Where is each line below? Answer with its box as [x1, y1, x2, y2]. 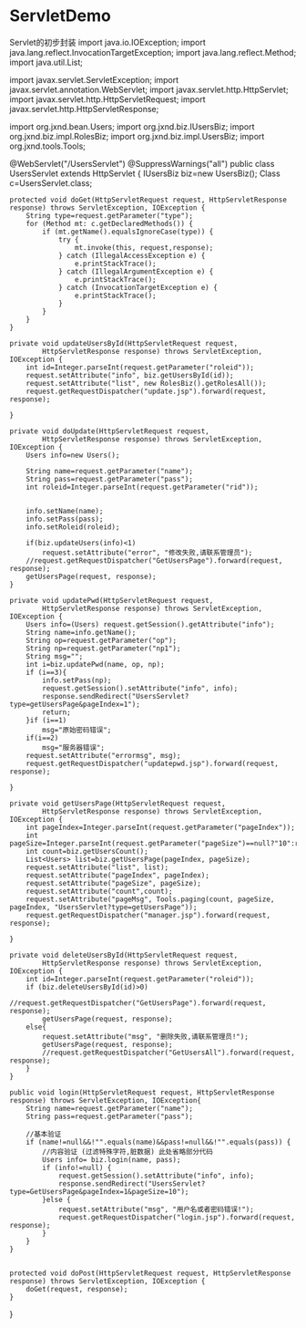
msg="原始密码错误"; [42, 725, 112, 734]
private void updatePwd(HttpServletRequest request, [9, 596, 214, 605]
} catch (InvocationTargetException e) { [57, 283, 219, 292]
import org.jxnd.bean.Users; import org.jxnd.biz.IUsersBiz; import [9, 120, 255, 132]
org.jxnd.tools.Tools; [9, 140, 87, 151]
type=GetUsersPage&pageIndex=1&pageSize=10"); [9, 1187, 189, 1196]
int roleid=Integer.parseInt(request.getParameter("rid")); [25, 482, 259, 492]
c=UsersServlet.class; [9, 177, 93, 188]
